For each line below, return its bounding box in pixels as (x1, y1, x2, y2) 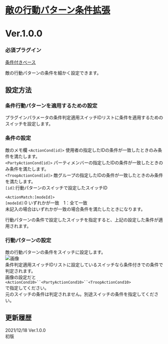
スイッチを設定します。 (5, 121, 54, 127)
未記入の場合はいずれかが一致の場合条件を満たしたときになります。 (5, 206, 145, 212)
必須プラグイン (5, 47, 42, 54)
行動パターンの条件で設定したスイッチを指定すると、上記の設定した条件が (5, 216, 159, 222)
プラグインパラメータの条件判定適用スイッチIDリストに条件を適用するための (5, 114, 163, 121)
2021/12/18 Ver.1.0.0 (5, 327, 46, 333)
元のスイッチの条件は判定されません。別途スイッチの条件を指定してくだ (5, 291, 154, 297)
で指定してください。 (5, 285, 49, 291)
